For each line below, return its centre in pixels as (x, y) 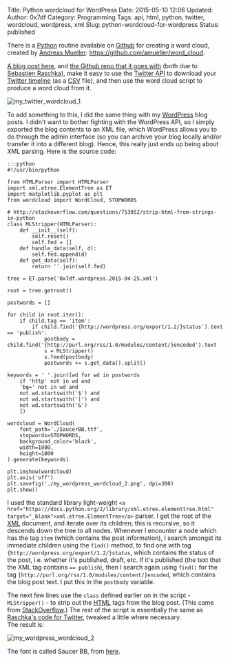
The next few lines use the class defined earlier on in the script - (99, 595)
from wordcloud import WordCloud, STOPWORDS (72, 200)
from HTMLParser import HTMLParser (58, 182)
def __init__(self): (49, 230)
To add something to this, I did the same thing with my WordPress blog (107, 114)
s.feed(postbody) (69, 357)
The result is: (26, 624)
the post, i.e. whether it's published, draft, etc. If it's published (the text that (114, 560)
